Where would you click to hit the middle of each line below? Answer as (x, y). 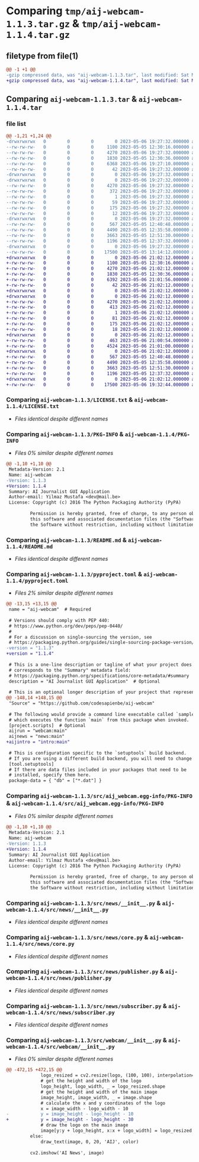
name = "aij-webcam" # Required (50, 610)
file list (16, 124)
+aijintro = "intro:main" (38, 742)
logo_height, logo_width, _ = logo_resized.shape (103, 1087)
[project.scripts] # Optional (47, 725)
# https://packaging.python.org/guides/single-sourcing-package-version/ (102, 643)
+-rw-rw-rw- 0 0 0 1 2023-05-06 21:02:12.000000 (98, 313)
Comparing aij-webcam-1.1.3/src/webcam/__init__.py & (87, 1040)
